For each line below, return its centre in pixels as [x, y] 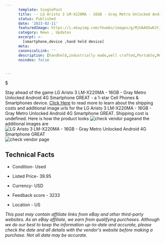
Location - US [26, 205]
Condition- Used [29, 166]
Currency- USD [28, 186]
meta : [24, 46]
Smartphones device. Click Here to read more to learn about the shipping [79, 103]
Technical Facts [30, 155]
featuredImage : [34, 28]
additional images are [27, 124]
